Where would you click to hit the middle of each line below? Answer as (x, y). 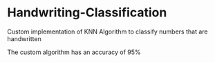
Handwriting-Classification (87, 13)
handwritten (24, 38)
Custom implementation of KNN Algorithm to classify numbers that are (107, 32)
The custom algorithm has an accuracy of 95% (74, 52)
